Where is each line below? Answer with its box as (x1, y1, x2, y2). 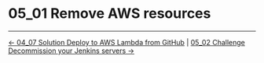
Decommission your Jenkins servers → (8, 46, 135, 55)
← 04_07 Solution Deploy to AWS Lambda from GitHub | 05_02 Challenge (8, 37, 246, 47)
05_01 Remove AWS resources (8, 5, 211, 23)
